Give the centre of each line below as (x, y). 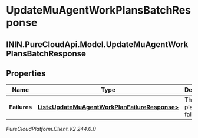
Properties (26, 73)
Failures (21, 107)
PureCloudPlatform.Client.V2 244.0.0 (51, 129)
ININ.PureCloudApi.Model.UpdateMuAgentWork (97, 44)
